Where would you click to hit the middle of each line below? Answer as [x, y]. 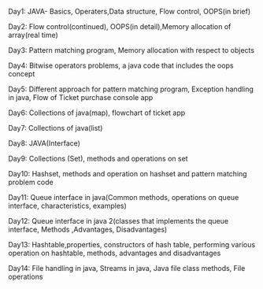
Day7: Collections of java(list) [56, 128]
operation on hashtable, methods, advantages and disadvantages [115, 253]
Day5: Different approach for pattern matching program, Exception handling [131, 89]
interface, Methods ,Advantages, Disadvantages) [88, 229]
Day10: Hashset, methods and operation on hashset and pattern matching [128, 174]
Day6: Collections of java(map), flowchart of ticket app [97, 113]
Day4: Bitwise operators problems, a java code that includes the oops [121, 65]
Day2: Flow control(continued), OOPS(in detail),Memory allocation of [120, 26]
